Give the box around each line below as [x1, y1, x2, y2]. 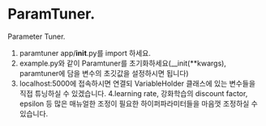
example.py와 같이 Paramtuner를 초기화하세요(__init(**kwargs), [19, 58, 226, 68]
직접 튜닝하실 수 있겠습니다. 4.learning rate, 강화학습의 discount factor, [19, 88, 248, 98]
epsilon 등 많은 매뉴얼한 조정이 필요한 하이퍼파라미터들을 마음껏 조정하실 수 [19, 99, 259, 108]
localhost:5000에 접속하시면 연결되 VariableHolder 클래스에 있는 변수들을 [19, 78, 256, 88]
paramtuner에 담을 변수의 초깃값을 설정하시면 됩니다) [19, 68, 189, 78]
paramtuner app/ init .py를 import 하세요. [19, 48, 152, 57]
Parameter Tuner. [7, 31, 66, 41]
